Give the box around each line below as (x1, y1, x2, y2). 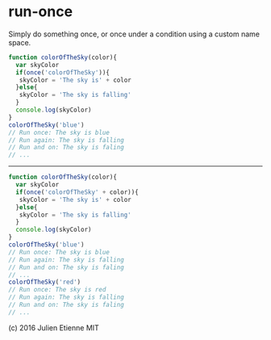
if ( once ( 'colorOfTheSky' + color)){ (15, 188, 139, 196)
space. (8, 37, 31, 47)
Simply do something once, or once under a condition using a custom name (8, 29, 261, 39)
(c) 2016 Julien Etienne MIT (8, 322, 99, 333)
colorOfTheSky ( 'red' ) (8, 278, 81, 287)
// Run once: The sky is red (8, 286, 106, 294)
